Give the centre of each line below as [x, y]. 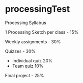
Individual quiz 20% [32, 60]
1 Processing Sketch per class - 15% [42, 32]
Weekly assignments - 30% [33, 41]
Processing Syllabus [26, 23]
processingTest [38, 9]
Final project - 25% [25, 75]
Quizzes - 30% [20, 51]
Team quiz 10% [28, 66]
